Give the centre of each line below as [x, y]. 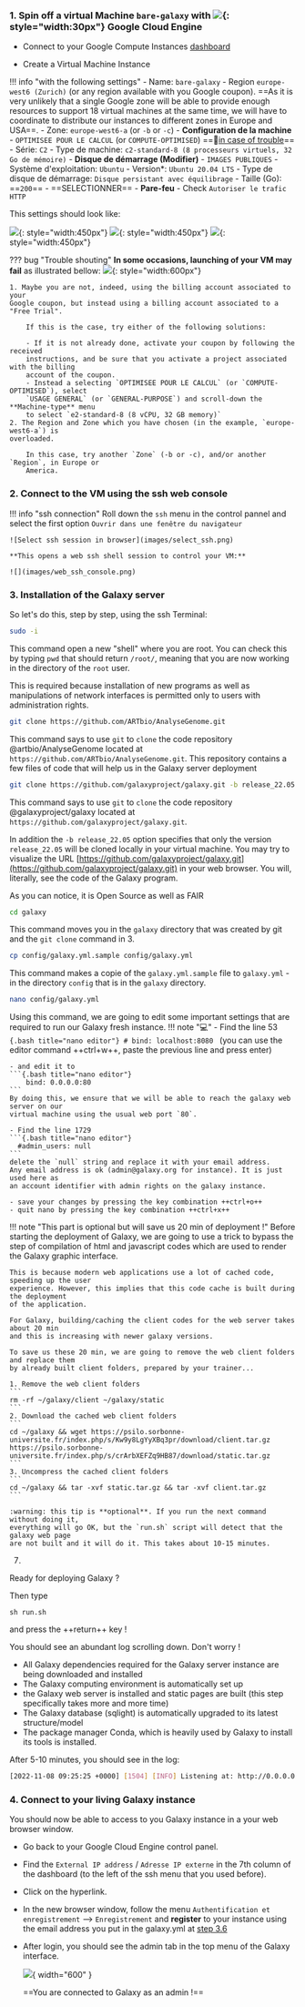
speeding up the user [51, 1281]
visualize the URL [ [45, 858]
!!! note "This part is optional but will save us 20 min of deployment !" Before [152, 1227]
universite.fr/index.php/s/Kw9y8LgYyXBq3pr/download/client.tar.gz [140, 1440]
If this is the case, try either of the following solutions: [146, 328]
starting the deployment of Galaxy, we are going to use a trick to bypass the [152, 1237]
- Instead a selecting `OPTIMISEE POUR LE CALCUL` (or [132, 383]
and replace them [42, 1360]
